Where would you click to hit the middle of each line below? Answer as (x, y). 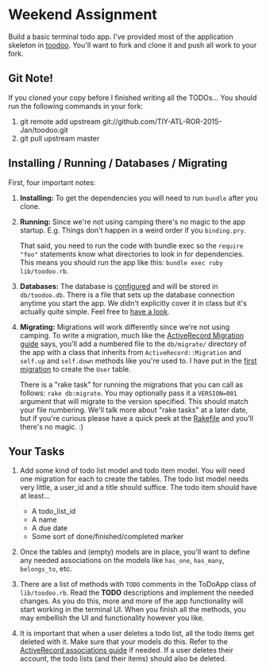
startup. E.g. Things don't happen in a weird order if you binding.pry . (133, 230)
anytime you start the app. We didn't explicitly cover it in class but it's (133, 303)
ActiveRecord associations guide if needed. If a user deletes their (127, 650)
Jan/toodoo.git (44, 129)
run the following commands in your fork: (75, 106)
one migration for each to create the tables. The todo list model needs (134, 479)
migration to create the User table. (75, 369)
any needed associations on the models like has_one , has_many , (122, 561)
